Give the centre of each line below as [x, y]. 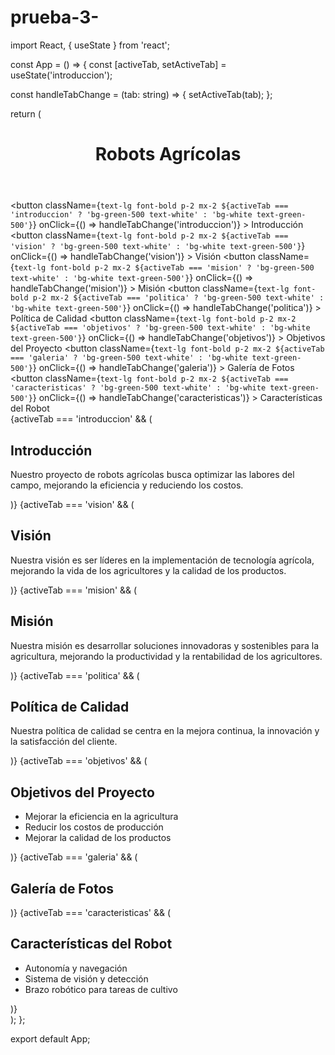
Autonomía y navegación [76, 968]
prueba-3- [55, 17]
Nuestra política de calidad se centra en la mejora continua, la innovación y [165, 731]
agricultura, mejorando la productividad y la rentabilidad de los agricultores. [166, 656]
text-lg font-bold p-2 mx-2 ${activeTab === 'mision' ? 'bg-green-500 [164, 268]
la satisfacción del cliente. [64, 742]
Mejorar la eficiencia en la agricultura [101, 817]
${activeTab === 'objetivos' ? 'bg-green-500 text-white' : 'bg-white [160, 328]
